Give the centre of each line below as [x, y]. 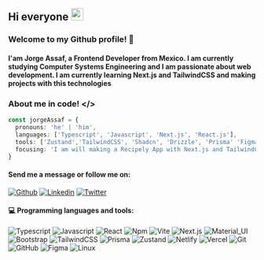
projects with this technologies [60, 83]
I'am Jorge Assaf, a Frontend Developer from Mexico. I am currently [121, 58]
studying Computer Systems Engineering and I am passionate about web [130, 66]
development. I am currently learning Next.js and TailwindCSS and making [132, 75]
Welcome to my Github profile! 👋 [71, 39]
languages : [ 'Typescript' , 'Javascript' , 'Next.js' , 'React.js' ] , [126, 135]
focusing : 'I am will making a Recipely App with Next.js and [119, 149]
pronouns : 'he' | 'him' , [56, 128]
